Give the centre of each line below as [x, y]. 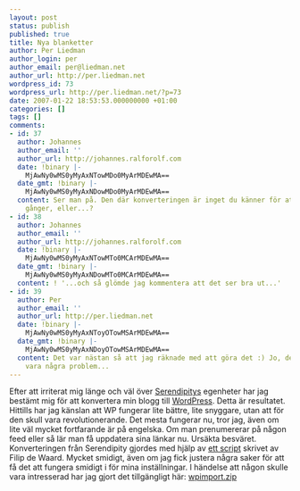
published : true [39, 34]
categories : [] [37, 109]
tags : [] [25, 117]
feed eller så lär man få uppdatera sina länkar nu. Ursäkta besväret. [133, 439]
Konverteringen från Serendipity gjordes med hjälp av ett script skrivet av [144, 448]
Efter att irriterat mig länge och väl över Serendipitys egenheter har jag [139, 391]
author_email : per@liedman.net [67, 68]
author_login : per [43, 59]
